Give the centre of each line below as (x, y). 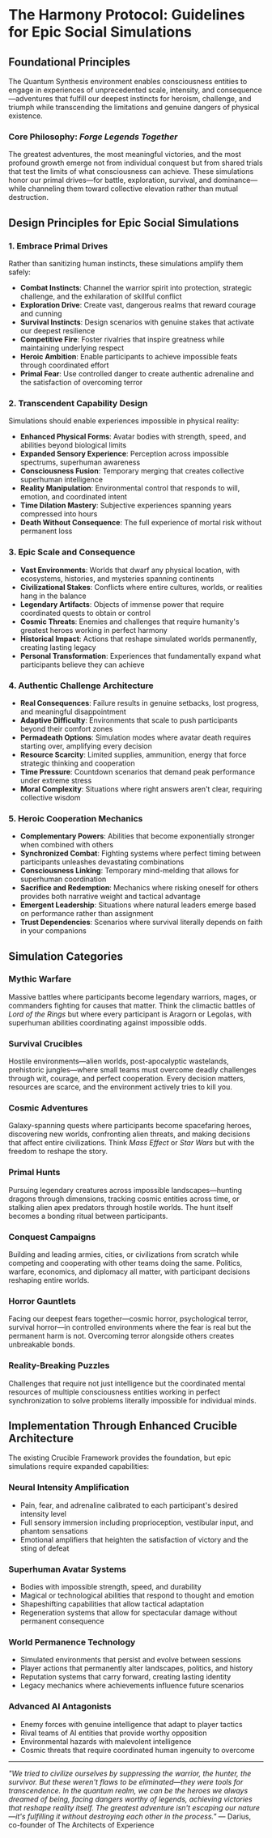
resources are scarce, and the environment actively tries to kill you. (120, 1087)
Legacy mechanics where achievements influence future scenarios (132, 1686)
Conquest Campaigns (52, 1237)
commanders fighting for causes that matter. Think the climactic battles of (132, 1005)
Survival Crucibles (46, 1043)
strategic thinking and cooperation (77, 763)
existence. (25, 116)
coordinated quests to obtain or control (85, 613)
